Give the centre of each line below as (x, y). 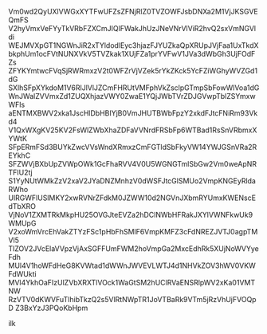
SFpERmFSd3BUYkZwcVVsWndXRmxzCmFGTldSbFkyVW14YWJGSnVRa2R (133, 147)
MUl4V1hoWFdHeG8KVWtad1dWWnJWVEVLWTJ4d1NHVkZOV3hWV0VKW (132, 265)
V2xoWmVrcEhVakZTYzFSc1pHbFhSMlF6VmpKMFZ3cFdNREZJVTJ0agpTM (133, 232)
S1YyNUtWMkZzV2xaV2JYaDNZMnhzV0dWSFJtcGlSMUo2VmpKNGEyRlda (132, 181)
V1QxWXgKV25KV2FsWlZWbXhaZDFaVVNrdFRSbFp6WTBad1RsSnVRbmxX (133, 130)
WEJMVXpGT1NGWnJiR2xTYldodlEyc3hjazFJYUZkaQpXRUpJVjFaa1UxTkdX (133, 45)
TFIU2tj (21, 172)
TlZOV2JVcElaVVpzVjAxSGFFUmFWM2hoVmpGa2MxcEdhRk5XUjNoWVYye (133, 249)
